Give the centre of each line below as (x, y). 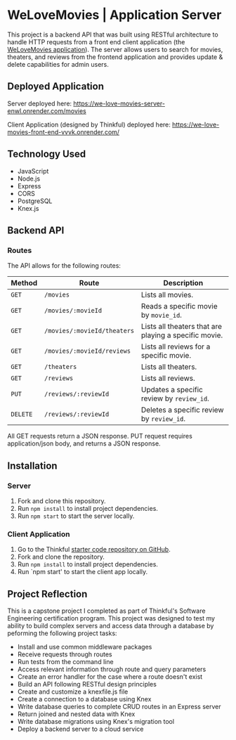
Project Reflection (47, 594)
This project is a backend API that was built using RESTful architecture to (113, 34)
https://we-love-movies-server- (119, 103)
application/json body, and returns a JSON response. (84, 443)
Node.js (29, 178)
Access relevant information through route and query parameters (112, 669)
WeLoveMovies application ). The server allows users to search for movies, (115, 49)
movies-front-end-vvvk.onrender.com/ (64, 132)
